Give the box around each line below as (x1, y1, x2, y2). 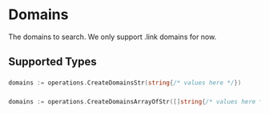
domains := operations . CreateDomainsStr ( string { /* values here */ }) (8, 79, 242, 87)
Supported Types (8, 55, 98, 69)
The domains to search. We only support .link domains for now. (8, 32, 217, 41)
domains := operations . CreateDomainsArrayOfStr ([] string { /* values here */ (8, 98, 267, 106)
